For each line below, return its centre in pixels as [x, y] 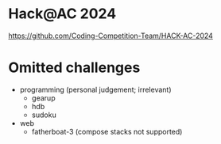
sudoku [44, 115]
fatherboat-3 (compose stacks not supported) [107, 131]
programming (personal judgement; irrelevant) [95, 89]
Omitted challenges [74, 68]
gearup [43, 98]
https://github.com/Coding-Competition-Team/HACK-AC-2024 [111, 36]
